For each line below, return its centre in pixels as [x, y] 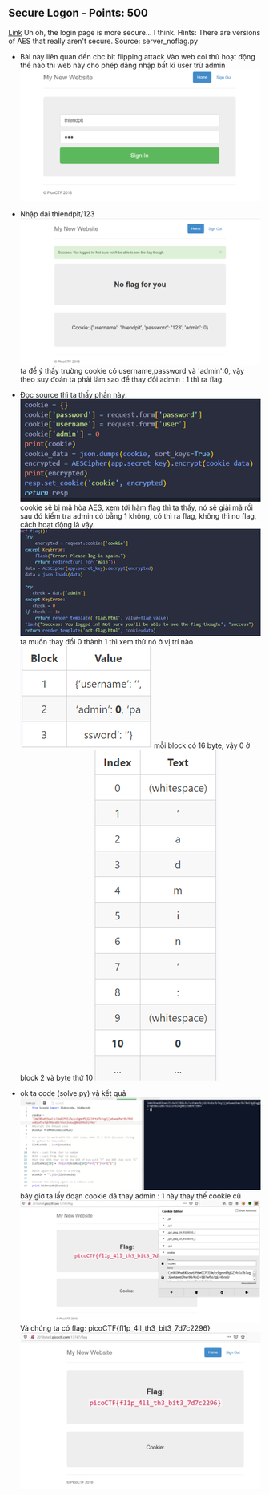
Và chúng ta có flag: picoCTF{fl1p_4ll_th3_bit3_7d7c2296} [115, 1328]
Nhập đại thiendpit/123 [57, 214]
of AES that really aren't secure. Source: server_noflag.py [103, 41]
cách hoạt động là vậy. [57, 525]
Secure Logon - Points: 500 [78, 13]
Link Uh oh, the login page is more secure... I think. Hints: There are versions [134, 32]
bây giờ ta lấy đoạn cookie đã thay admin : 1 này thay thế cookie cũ [130, 1196]
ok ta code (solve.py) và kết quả [73, 1093]
